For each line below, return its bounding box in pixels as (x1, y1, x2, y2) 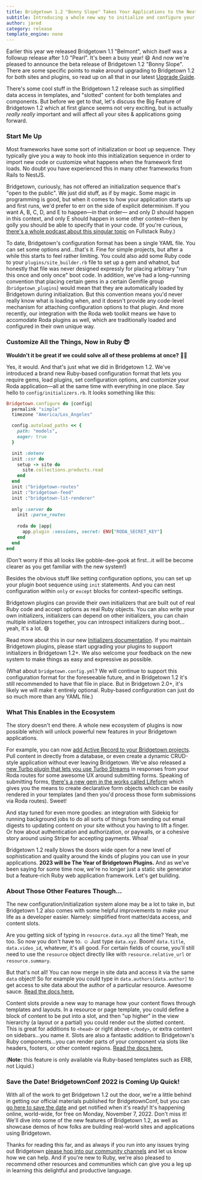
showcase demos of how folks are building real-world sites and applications (6, 1123, 195, 1131)
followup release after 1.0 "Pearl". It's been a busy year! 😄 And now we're (6, 54, 189, 61)
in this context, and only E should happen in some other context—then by (6, 215, 188, 222)
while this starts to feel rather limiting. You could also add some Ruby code (6, 253, 191, 260)
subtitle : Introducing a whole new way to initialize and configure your (6, 14, 195, 20)
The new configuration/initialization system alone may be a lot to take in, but (6, 900, 195, 908)
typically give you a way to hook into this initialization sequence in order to (6, 152, 191, 160)
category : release (6, 25, 52, 32)
